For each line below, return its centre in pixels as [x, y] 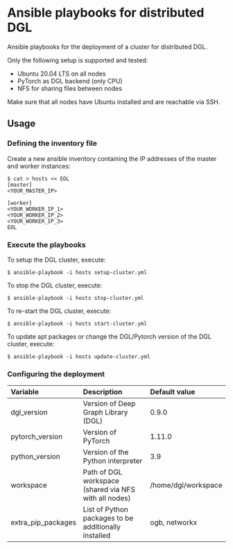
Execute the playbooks [46, 244]
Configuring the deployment [56, 374]
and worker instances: [39, 166]
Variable [25, 392]
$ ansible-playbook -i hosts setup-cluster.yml [77, 272]
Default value [173, 392]
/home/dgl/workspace [186, 485]
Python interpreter [113, 461]
